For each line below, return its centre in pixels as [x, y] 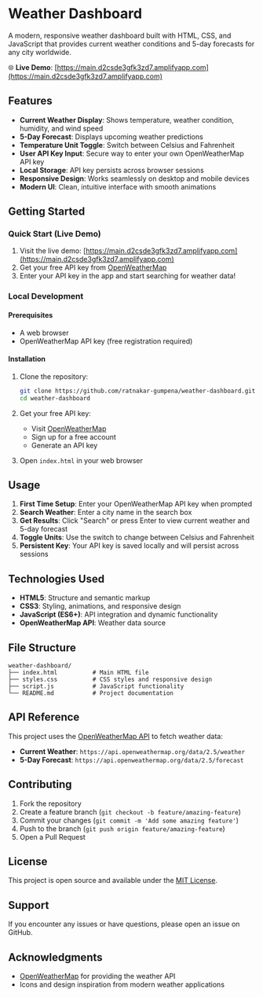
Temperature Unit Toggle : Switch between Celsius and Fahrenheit [127, 145]
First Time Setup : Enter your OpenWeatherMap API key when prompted [136, 504]
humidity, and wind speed [61, 128]
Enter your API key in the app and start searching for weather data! [128, 276]
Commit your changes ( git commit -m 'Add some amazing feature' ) [129, 820]
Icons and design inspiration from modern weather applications [122, 984]
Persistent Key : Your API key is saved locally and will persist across [129, 546]
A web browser [44, 333]
